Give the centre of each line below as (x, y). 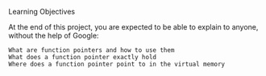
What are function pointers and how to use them (91, 50)
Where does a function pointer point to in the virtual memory (117, 64)
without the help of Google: (54, 36)
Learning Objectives (42, 12)
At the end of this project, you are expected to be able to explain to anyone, (133, 27)
